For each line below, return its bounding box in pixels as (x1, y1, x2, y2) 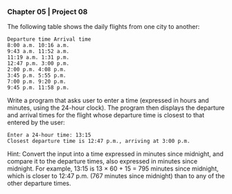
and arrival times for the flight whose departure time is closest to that (7, 111, 204, 119)
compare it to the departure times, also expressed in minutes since (7, 157, 198, 166)
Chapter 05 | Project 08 (7, 7, 88, 17)
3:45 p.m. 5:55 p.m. (7, 72, 67, 79)
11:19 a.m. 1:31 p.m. (7, 54, 70, 61)
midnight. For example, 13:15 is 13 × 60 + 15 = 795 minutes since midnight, (7, 164, 219, 173)
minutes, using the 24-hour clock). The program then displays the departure (7, 104, 225, 112)
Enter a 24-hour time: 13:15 (7, 132, 91, 139)
